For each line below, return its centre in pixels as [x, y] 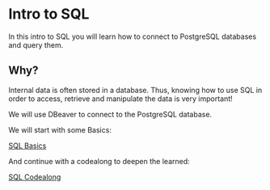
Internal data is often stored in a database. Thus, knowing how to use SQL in [135, 90]
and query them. [36, 44]
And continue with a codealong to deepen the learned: [99, 161]
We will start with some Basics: [60, 129]
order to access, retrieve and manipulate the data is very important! [120, 99]
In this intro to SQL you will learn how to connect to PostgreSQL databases [133, 36]
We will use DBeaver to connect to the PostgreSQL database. [110, 114]
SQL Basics [27, 146]
